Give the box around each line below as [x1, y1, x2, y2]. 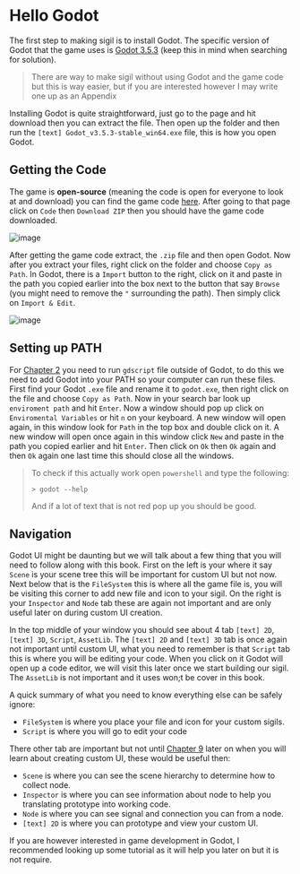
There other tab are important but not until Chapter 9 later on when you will [9, 743, 287, 754]
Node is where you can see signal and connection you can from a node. [21, 809, 284, 819]
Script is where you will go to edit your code [21, 726, 188, 737]
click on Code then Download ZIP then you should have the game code [9, 205, 264, 216]
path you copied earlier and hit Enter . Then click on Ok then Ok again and [9, 440, 277, 451]
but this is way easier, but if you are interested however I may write [30, 81, 279, 91]
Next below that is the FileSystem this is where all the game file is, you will [9, 579, 283, 590]
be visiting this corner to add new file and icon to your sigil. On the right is [9, 588, 282, 599]
